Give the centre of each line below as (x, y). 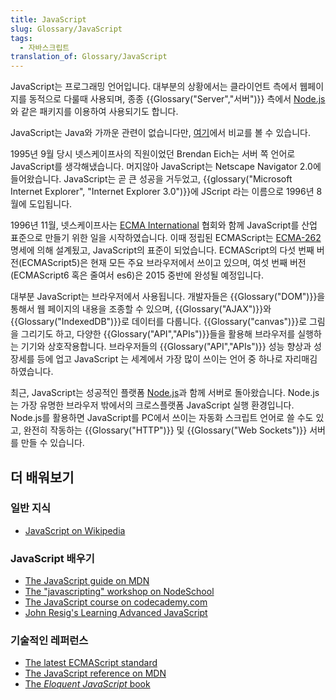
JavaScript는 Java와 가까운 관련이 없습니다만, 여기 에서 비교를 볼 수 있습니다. (160, 133)
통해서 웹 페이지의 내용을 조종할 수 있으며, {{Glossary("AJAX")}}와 (141, 309)
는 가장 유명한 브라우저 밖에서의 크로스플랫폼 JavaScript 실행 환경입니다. (152, 405)
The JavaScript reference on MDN (95, 673)
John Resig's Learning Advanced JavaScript (116, 613)
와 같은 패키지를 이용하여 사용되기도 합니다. (94, 112)
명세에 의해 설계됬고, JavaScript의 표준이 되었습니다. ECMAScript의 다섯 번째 (162, 250)
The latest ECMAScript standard (91, 663)
